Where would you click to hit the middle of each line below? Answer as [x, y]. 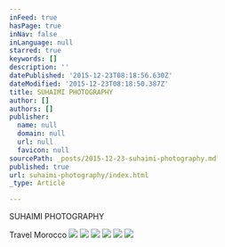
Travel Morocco [38, 235]
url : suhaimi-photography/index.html [79, 175]
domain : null [41, 134]
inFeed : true [33, 17]
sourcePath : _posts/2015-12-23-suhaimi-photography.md [113, 158]
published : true [39, 167]
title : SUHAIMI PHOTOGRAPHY [61, 92]
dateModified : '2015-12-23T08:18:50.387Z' [89, 84]
